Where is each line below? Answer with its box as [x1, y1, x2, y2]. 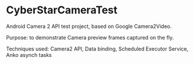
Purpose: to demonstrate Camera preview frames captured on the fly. [6, 34, 174, 41]
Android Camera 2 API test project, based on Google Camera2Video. [6, 23, 172, 30]
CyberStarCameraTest [6, 3, 118, 17]
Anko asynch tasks [6, 51, 52, 58]
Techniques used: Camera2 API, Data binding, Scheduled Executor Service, [6, 45, 189, 52]
